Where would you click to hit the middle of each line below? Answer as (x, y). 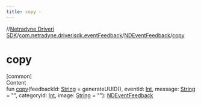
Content (16, 82)
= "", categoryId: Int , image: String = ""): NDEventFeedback (80, 95)
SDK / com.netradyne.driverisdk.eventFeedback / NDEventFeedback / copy (95, 35)
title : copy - (24, 12)
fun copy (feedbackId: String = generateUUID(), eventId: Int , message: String (101, 89)
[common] (19, 76)
